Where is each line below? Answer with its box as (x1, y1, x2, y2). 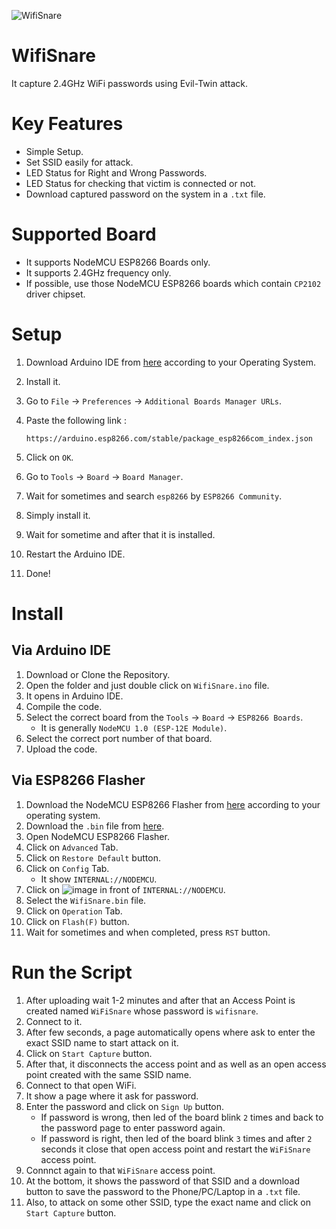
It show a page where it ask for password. (25, 1090, 199, 1102)
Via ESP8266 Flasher (11, 772, 146, 789)
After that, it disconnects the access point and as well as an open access (25, 1058, 327, 1070)
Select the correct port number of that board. (25, 732, 213, 744)
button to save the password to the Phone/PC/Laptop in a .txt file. (25, 1185, 301, 1197)
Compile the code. (25, 700, 103, 712)
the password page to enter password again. (40, 1121, 226, 1134)
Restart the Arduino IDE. (25, 548, 126, 560)
